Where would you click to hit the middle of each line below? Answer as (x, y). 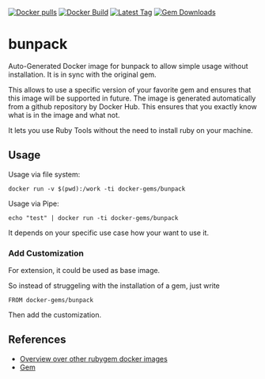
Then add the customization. (55, 315)
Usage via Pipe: (34, 203)
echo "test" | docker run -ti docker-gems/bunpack (93, 218)
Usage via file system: (44, 174)
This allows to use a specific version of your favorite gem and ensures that (130, 89)
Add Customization (46, 253)
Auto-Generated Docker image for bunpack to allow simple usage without (128, 66)
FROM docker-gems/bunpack (51, 301)
